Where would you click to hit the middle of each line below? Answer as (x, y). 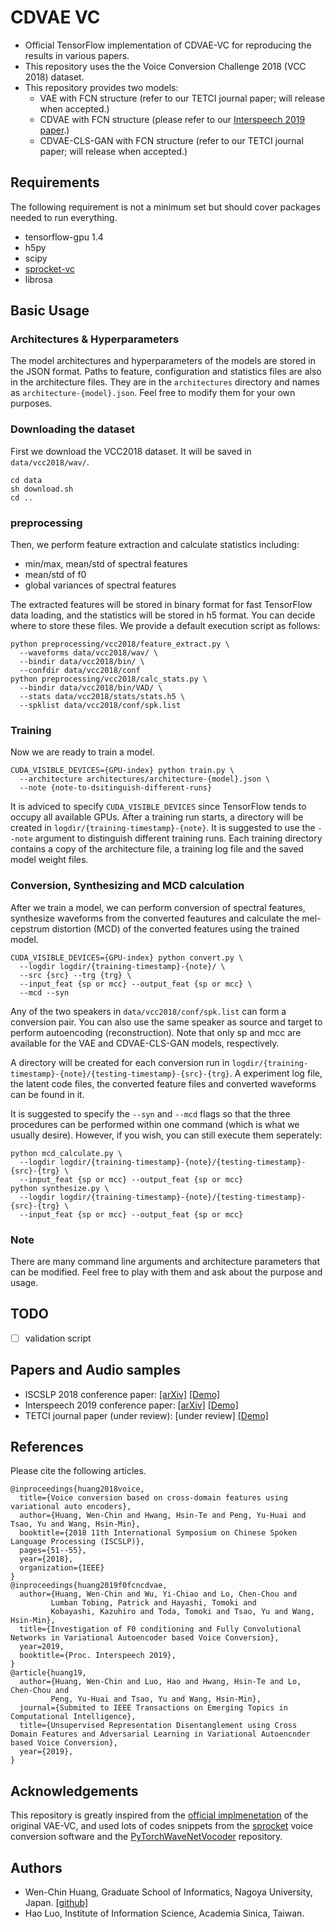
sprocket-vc (50, 268)
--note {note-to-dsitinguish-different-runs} (116, 788)
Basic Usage (50, 311)
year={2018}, (46, 1559)
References (47, 1447)
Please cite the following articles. (78, 1471)
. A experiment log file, (276, 1073)
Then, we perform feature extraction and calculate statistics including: (155, 545)
